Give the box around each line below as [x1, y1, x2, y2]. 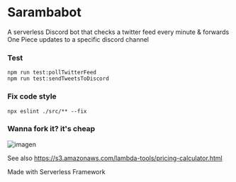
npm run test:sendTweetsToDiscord [7, 75, 110, 82]
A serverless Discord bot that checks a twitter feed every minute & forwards [7, 28, 230, 36]
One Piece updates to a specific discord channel [7, 35, 150, 43]
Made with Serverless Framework [7, 167, 106, 176]
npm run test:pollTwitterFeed [7, 69, 97, 76]
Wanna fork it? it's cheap [7, 124, 96, 134]
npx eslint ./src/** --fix [7, 108, 87, 115]
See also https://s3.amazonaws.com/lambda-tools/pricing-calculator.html [7, 154, 223, 162]
